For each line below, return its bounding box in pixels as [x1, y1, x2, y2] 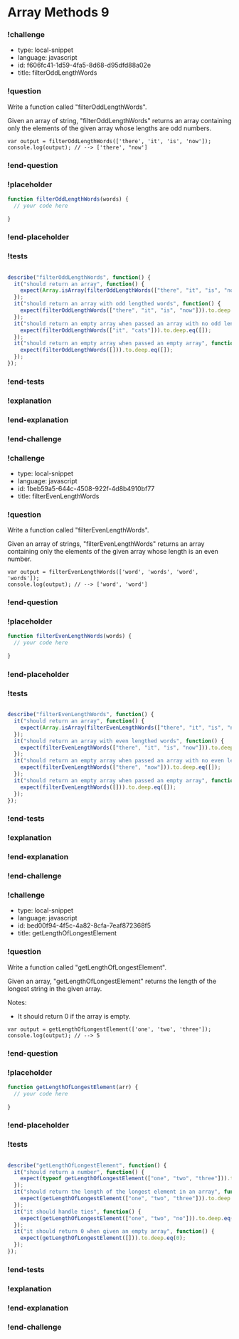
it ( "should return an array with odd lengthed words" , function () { [14, 300, 221, 308]
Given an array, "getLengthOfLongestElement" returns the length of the [7, 977, 217, 985]
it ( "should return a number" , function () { [14, 1168, 144, 1175]
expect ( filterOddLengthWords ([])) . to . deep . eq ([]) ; [20, 347, 174, 354]
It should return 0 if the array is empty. [17, 1012, 131, 1020]
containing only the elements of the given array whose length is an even [7, 547, 219, 556]
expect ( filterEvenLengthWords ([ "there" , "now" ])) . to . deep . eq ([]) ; [20, 764, 221, 771]
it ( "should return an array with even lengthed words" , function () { [14, 737, 224, 745]
